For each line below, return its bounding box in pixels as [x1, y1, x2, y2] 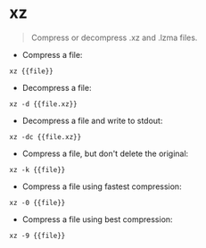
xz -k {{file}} [9, 165, 66, 174]
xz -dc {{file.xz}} [9, 132, 82, 141]
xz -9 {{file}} [9, 231, 66, 240]
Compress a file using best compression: [21, 213, 173, 225]
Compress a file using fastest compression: [21, 181, 182, 192]
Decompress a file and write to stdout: [21, 115, 163, 126]
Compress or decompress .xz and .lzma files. [30, 32, 198, 43]
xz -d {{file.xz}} [9, 99, 78, 109]
